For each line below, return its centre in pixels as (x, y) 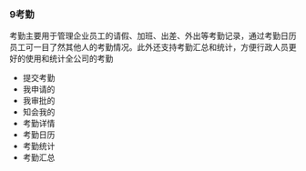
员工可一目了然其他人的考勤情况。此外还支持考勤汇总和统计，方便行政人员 (149, 47)
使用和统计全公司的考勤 (69, 59)
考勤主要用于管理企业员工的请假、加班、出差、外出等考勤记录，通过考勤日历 (153, 36)
